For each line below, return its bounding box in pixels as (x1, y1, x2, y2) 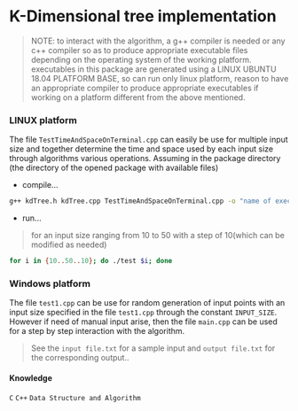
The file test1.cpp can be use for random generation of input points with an (9, 298, 286, 308)
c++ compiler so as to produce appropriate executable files (30, 44, 248, 55)
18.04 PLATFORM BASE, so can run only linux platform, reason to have (30, 73, 289, 83)
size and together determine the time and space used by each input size (9, 143, 274, 154)
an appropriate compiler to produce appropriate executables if (30, 82, 259, 93)
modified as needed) (30, 239, 107, 250)
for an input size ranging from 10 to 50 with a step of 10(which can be (30, 230, 286, 241)
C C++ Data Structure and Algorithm (9, 394, 141, 403)
